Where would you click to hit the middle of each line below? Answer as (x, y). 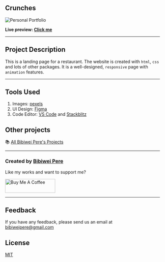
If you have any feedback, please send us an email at (59, 222)
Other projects (28, 130)
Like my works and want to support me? (46, 172)
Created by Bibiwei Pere (34, 161)
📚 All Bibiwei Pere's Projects (34, 142)
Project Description (35, 49)
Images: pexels (27, 104)
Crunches (20, 8)
